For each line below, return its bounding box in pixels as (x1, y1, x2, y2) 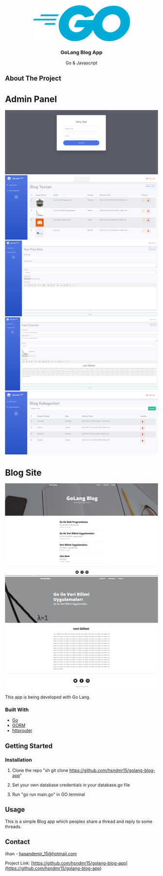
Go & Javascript (65, 60, 98, 66)
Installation (5, 756, 33, 763)
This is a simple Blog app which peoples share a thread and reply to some (5, 818, 153, 824)
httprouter (12, 728, 33, 733)
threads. (5, 823, 22, 829)
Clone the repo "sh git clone (12, 767, 69, 773)
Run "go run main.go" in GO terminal (12, 791, 85, 798)
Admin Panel (5, 93, 57, 105)
